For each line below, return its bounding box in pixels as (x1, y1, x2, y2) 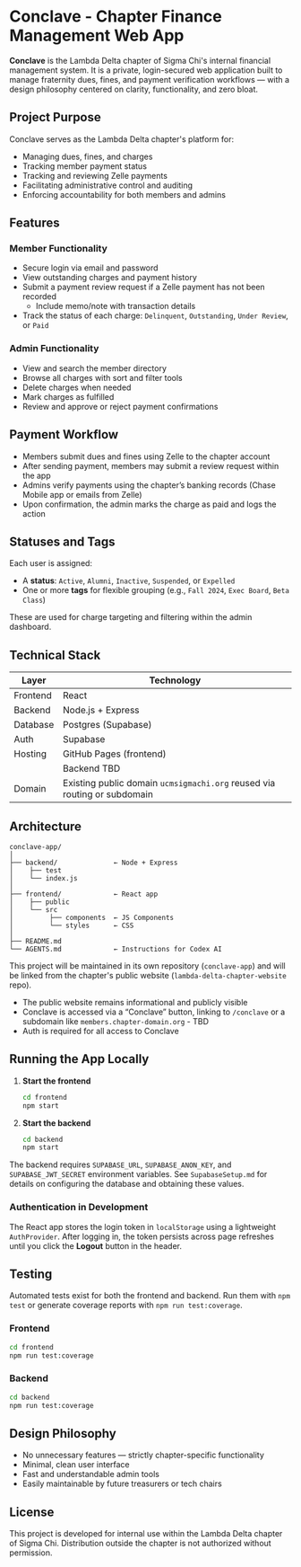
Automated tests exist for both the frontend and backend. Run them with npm (9, 1290, 291, 1301)
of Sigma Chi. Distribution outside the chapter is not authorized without (9, 1538, 271, 1549)
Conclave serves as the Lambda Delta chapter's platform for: (9, 133, 235, 145)
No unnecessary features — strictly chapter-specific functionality (21, 1449, 264, 1461)
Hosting (13, 748, 47, 760)
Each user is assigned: (9, 558, 92, 569)
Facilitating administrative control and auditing (21, 180, 193, 190)
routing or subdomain (62, 788, 154, 801)
